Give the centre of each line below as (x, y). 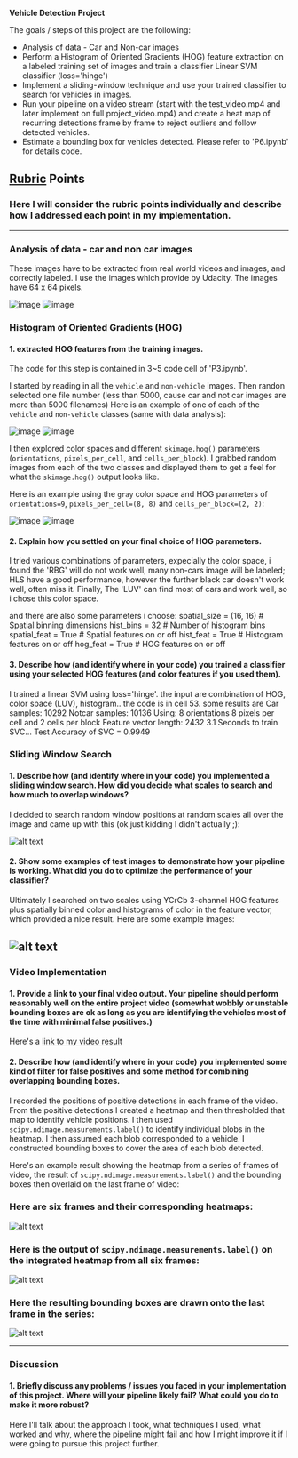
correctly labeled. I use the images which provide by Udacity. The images (143, 277)
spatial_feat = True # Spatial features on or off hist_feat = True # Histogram (146, 635)
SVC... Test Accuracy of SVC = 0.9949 (80, 732)
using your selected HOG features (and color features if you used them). (145, 674)
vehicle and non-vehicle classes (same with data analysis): (118, 414)
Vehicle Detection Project (57, 13)
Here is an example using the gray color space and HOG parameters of (139, 494)
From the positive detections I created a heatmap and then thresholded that (147, 1110)
